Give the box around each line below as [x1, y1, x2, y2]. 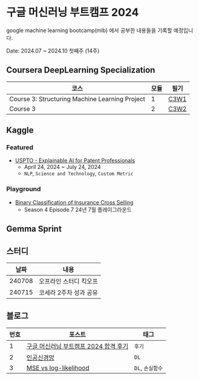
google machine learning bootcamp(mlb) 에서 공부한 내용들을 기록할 [6, 27, 172, 34]
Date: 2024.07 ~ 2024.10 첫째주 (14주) [6, 47, 100, 54]
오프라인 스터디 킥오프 [39, 277, 99, 285]
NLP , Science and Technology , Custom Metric [24, 170, 134, 177]
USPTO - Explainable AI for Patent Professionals [15, 157, 135, 164]
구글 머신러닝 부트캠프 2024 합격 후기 [26, 342, 129, 350]
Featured [6, 143, 34, 152]
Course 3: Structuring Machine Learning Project [9, 94, 146, 103]
